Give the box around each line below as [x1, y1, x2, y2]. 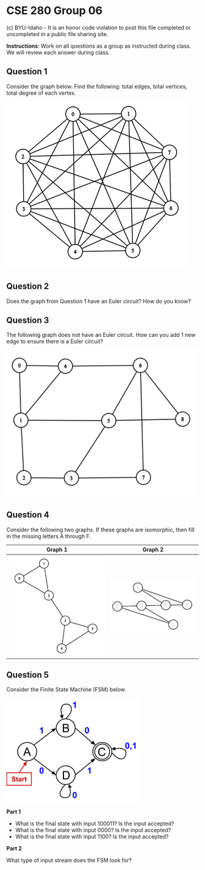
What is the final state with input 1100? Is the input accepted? [15, 833, 169, 841]
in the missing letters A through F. [6, 533, 92, 540]
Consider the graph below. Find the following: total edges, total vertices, [6, 83, 187, 90]
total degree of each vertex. [6, 89, 76, 97]
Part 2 [6, 845, 23, 852]
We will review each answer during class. [6, 48, 110, 56]
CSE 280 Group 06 [6, 4, 103, 18]
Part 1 [6, 808, 21, 816]
